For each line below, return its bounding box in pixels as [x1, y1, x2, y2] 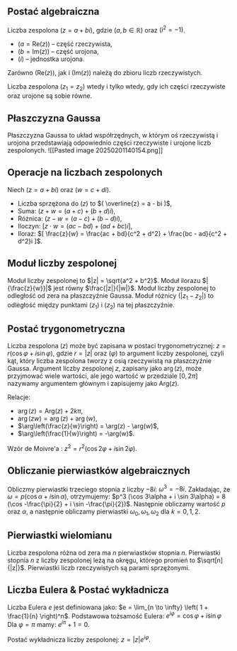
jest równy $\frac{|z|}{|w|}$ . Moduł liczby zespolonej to [52, 284, 216, 292]
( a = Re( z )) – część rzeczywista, [17, 40, 112, 48]
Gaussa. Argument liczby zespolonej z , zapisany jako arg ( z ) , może [7, 365, 202, 373]
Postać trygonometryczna [7, 323, 126, 335]
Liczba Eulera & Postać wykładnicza [7, 584, 169, 596]
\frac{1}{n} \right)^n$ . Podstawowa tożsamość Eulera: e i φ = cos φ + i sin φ [7, 610, 221, 620]
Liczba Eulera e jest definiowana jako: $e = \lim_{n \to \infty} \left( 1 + [7, 603, 209, 611]
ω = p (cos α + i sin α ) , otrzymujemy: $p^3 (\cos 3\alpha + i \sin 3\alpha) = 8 [7, 492, 226, 501]
